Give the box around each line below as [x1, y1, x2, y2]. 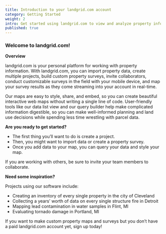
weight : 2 [5, 16, 26, 21]
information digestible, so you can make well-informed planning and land [5, 109, 154, 115]
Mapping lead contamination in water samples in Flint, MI [12, 203, 128, 209]
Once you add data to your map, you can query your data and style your [12, 144, 160, 150]
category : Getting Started [5, 12, 61, 17]
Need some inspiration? [5, 174, 55, 180]
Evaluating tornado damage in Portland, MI [12, 209, 100, 215]
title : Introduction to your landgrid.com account [5, 7, 112, 12]
